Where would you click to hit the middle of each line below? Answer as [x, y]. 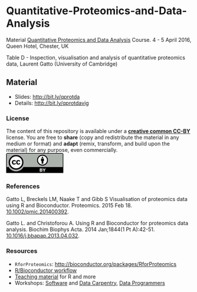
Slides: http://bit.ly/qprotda [47, 96]
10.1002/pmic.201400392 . [37, 212]
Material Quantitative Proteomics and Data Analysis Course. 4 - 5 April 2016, [99, 40]
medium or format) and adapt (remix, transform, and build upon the [88, 144]
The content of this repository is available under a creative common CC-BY [98, 131]
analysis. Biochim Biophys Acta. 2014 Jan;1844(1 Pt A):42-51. [81, 229]
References [23, 186]
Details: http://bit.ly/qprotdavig [52, 103]
